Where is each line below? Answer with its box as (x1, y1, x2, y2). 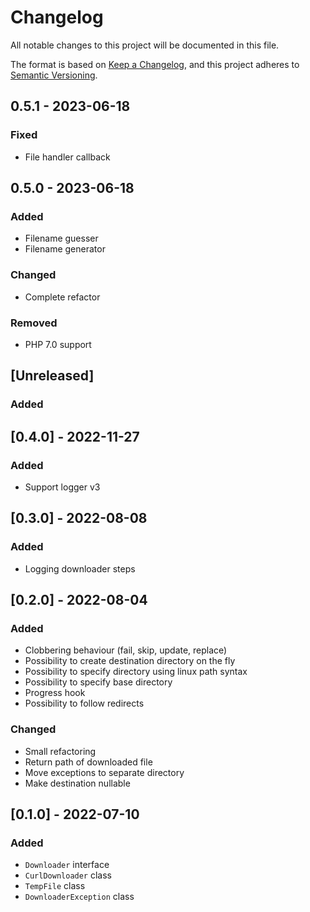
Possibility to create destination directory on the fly (24, 655, 236, 667)
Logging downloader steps (24, 562, 136, 575)
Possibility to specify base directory (24, 676, 173, 688)
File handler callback (24, 151, 111, 163)
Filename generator (24, 243, 106, 255)
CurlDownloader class (24, 869, 112, 881)
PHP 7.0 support (24, 338, 92, 350)
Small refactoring (24, 745, 97, 757)
